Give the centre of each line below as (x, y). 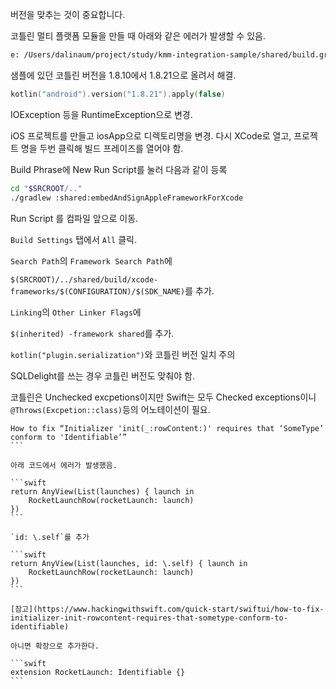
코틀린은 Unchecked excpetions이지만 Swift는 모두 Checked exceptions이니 (163, 397)
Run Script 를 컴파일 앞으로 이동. (74, 218)
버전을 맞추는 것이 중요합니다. (68, 14)
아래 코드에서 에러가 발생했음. (64, 465)
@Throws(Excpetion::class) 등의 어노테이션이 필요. (110, 409)
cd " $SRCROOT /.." (46, 188)
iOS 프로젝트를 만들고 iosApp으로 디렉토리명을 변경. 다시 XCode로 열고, (151, 135)
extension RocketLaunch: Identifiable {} (98, 672)
